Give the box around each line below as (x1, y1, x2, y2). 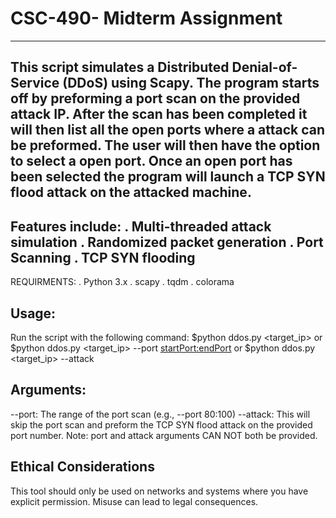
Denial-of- (231, 59, 298, 76)
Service (10, 75, 60, 92)
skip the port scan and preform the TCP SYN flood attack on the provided (10, 418, 313, 431)
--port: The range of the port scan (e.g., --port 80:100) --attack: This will (10, 408, 311, 420)
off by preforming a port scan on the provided (10, 90, 301, 107)
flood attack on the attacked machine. (10, 184, 252, 201)
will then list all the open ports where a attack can (10, 122, 326, 139)
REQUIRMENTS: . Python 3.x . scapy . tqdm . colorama (10, 276, 235, 288)
